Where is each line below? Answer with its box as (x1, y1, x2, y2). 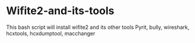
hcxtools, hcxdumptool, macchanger (6, 29, 95, 37)
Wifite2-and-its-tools (6, 4, 114, 18)
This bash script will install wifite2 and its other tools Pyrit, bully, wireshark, (6, 24, 190, 31)
